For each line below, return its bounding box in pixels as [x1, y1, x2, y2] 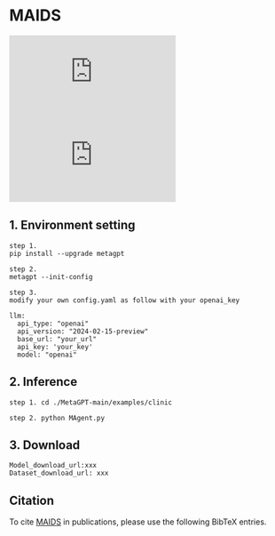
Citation [9, 492, 55, 508]
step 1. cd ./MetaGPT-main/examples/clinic [9, 397, 173, 407]
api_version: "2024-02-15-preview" [17, 326, 149, 336]
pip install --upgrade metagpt [9, 249, 125, 258]
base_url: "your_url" [17, 334, 98, 343]
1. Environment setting [9, 218, 136, 233]
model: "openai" [17, 350, 77, 359]
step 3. [9, 288, 38, 297]
